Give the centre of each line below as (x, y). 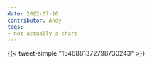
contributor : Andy (34, 20)
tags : (15, 27)
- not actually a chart (43, 33)
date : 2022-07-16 (33, 14)
